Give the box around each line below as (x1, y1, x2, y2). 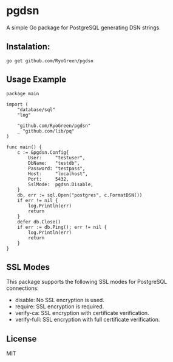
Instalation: (6, 42, 50, 52)
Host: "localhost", (28, 170, 88, 177)
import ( (6, 101, 29, 107)
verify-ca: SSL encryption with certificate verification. (15, 310, 150, 317)
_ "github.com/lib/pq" (17, 128, 75, 134)
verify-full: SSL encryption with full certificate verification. (15, 316, 160, 324)
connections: (6, 284, 39, 292)
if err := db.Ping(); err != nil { (17, 224, 107, 230)
